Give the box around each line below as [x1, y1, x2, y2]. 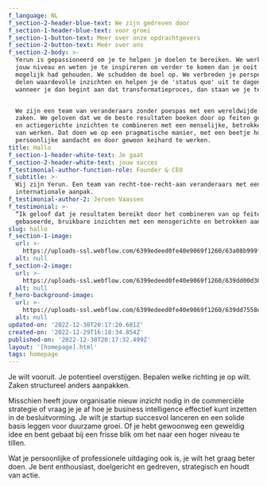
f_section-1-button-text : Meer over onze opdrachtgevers [8, 33, 201, 42]
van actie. [8, 470, 41, 480]
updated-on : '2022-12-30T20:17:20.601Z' [8, 321, 145, 329]
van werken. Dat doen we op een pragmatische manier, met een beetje [15, 129, 250, 137]
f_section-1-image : [8, 232, 73, 241]
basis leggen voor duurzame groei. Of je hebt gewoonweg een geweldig [8, 422, 245, 431]
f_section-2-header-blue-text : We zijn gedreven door [8, 19, 191, 27]
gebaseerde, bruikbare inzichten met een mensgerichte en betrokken [15, 218, 247, 226]
